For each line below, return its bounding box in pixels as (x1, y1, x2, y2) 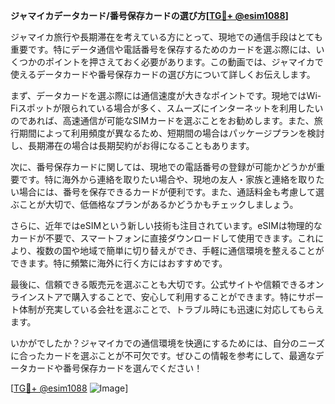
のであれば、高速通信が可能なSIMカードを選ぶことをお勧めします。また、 (10, 115, 315, 126)
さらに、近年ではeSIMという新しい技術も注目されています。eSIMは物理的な (10, 220, 323, 231)
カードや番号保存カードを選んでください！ (27, 362, 203, 374)
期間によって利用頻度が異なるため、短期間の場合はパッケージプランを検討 (18, 127, 325, 139)
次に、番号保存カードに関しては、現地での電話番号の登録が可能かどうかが (10, 161, 317, 173)
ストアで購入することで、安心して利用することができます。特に (36, 291, 298, 303)
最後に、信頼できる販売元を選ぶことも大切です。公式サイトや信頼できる (10, 279, 307, 290)
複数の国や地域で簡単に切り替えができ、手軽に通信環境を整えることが (36, 245, 325, 256)
